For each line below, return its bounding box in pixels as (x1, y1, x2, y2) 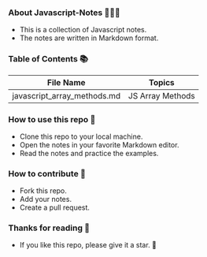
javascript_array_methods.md (12, 90, 121, 101)
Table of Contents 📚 (8, 54, 89, 65)
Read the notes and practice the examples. (19, 148, 159, 158)
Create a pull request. (19, 203, 91, 212)
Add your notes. (19, 195, 72, 204)
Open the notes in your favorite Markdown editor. (19, 140, 179, 149)
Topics (148, 76, 175, 88)
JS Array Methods (128, 90, 195, 101)
